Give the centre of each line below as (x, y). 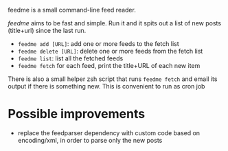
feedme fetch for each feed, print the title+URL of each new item (109, 66)
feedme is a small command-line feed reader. (72, 10)
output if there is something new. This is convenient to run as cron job (106, 86)
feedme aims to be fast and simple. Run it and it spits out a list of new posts (115, 23)
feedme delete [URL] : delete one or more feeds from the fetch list (110, 51)
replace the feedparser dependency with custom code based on (109, 132)
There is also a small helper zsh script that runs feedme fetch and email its (113, 79)
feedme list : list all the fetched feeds (70, 58)
